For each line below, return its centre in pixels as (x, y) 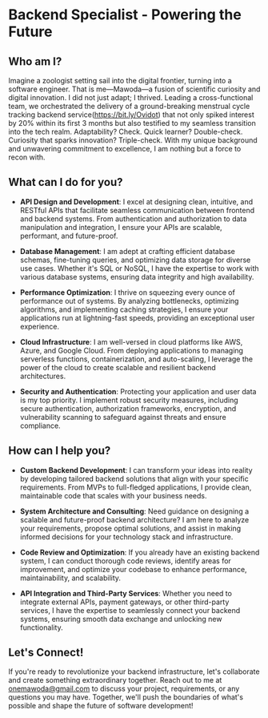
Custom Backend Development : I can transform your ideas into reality (136, 470)
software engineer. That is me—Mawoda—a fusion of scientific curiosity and (134, 89)
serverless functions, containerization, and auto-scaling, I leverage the (136, 359)
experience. (40, 326)
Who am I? (35, 61)
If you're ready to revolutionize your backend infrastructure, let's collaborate (134, 672)
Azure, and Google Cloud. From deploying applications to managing (132, 350)
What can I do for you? (66, 182)
